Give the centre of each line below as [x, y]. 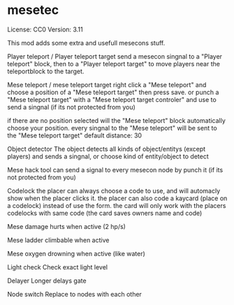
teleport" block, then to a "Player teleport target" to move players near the [114, 64]
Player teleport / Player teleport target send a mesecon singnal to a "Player [115, 56]
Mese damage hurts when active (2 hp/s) [66, 226]
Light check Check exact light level [58, 267]
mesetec [33, 10]
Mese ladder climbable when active [58, 240]
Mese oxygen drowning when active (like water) [76, 253]
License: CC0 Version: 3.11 [45, 29]
